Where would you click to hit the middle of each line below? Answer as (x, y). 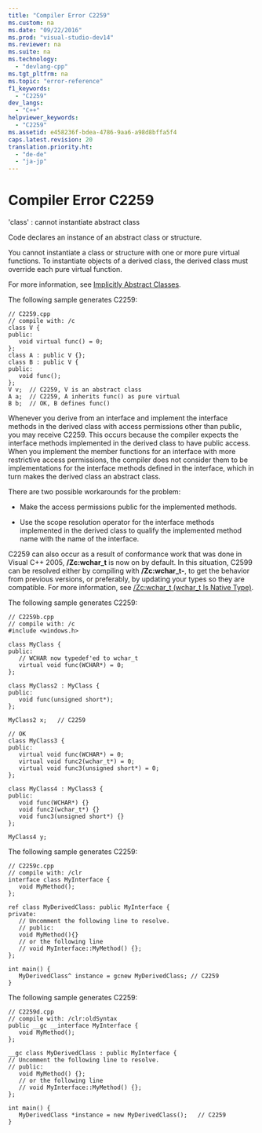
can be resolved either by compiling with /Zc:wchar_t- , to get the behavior (129, 571)
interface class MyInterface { (59, 880)
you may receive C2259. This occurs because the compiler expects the (124, 435)
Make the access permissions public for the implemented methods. (128, 507)
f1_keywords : (29, 88)
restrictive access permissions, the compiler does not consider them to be (128, 460)
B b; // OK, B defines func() (59, 404)
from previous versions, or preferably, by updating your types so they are (126, 579)
